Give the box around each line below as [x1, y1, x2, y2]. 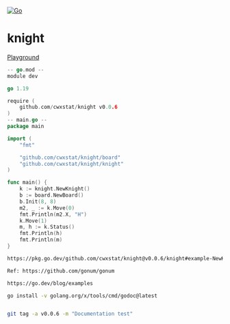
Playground [7, 53, 40, 61]
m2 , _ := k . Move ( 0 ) [19, 204, 75, 212]
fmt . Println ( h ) [19, 230, 63, 237]
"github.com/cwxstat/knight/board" [19, 154, 121, 161]
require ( [7, 97, 36, 104]
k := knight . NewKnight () [19, 186, 90, 192]
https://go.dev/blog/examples [7, 279, 94, 287]
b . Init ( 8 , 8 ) [19, 198, 57, 205]
